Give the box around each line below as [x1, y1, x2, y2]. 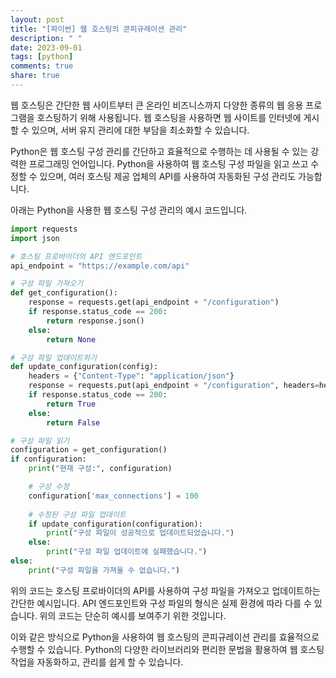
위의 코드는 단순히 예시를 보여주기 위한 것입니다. [39, 609, 227, 621]
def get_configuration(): [10, 288, 118, 298]
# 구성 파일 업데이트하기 [10, 352, 98, 363]
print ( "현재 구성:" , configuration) [28, 464, 173, 474]
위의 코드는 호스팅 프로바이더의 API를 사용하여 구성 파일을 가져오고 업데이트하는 [10, 584, 321, 596]
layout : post [10, 14, 65, 25]
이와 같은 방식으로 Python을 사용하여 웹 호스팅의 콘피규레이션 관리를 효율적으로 [10, 631, 320, 643]
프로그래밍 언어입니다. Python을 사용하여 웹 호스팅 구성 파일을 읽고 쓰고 [28, 157, 309, 170]
